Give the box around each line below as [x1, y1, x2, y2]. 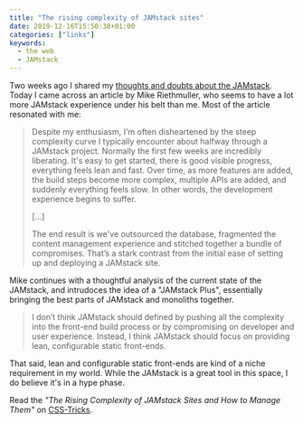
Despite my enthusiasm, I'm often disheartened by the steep [31, 127, 257, 136]
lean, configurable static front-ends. [31, 341, 166, 351]
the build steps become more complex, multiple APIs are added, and [31, 174, 287, 185]
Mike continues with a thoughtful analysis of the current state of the [9, 275, 262, 286]
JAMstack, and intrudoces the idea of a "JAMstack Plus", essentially [9, 285, 263, 295]
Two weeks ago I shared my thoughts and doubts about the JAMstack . [9, 80, 273, 90]
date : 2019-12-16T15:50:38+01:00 [9, 22, 136, 31]
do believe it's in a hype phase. [9, 377, 125, 388]
